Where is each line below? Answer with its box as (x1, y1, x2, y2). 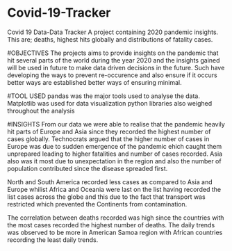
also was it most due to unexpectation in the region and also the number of (7, 156, 222, 165)
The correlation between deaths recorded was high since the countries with (7, 213, 224, 222)
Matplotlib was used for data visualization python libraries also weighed (7, 99, 213, 107)
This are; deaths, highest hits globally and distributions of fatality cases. (7, 35, 213, 43)
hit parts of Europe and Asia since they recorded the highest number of (7, 127, 211, 136)
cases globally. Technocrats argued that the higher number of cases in (7, 134, 210, 143)
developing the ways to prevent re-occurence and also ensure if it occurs (7, 71, 217, 79)
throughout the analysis (7, 106, 75, 115)
